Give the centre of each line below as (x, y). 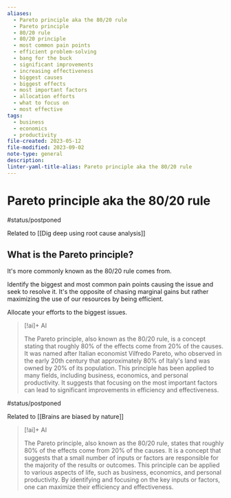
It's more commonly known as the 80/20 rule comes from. (89, 271)
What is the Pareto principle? (70, 254)
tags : (15, 115)
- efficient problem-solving (55, 52)
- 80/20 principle (40, 39)
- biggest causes (38, 77)
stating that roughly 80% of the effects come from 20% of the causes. (124, 346)
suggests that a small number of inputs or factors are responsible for (121, 458)
